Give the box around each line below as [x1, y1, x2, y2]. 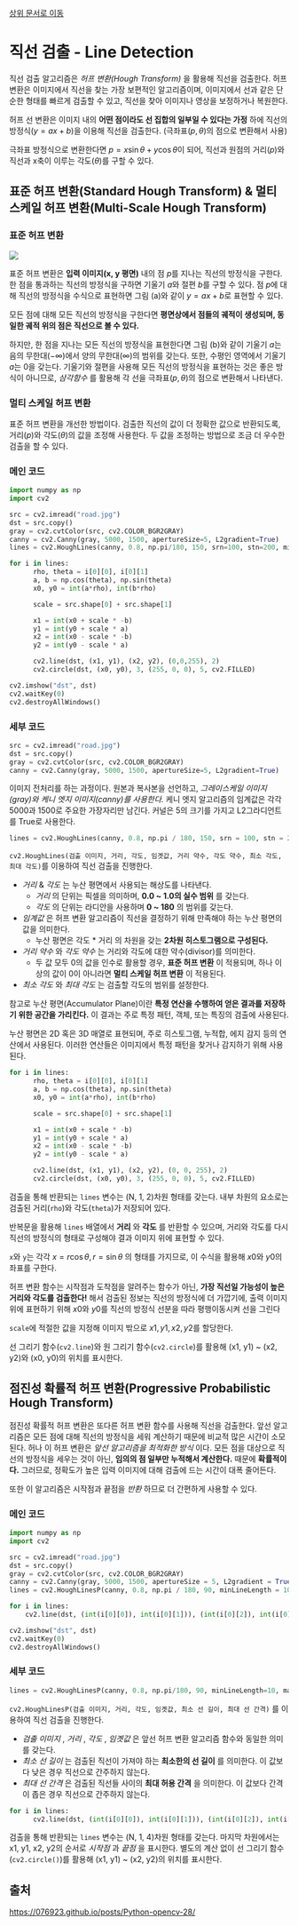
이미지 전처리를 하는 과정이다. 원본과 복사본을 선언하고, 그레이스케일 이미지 [9, 783, 268, 793]
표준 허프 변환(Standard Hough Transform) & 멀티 [9, 184, 278, 199]
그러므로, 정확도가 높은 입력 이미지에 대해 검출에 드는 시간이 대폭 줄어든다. [20, 1464, 277, 1475]
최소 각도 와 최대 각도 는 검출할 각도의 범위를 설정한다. [21, 980, 209, 991]
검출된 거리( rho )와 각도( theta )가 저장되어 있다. [9, 1202, 171, 1213]
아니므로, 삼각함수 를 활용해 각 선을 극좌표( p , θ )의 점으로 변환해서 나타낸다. [25, 372, 284, 383]
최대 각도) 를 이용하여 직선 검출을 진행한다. [9, 861, 153, 871]
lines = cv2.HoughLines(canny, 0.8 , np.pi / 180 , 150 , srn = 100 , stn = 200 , [9, 543, 279, 553]
